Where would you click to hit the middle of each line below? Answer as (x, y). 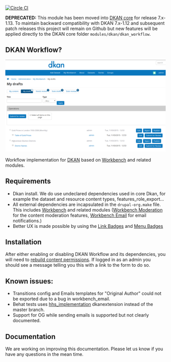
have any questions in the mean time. (45, 354)
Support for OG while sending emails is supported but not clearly (81, 315)
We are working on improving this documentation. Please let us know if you (84, 349)
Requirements (28, 181)
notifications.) (27, 221)
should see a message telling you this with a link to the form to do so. (78, 265)
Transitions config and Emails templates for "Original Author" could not (87, 294)
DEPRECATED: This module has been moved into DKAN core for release (81, 18)
